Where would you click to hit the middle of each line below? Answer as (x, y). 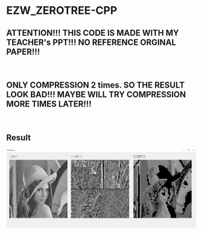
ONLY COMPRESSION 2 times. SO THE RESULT (96, 85)
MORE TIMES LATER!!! (49, 104)
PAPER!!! (23, 52)
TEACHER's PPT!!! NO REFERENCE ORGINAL (91, 42)
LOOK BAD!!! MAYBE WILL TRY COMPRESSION (96, 95)
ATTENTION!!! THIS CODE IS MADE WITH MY (93, 33)
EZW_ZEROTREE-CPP (62, 11)
